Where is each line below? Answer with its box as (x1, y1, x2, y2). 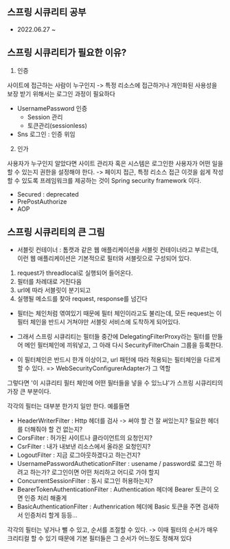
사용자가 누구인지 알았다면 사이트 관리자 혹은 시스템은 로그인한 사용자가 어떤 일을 (7, 159, 224, 167)
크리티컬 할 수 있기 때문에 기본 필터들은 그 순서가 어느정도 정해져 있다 (7, 535, 192, 543)
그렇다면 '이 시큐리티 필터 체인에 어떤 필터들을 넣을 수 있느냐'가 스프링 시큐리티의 (7, 379, 223, 387)
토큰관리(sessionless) (27, 121, 88, 129)
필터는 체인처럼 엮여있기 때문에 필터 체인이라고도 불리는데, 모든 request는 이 (16, 309, 222, 317)
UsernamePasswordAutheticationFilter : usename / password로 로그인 (16, 460, 215, 468)
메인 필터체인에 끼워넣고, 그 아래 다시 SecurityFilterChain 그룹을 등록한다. (24, 341, 223, 349)
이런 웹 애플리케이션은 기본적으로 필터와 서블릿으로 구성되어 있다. (16, 254, 192, 262)
